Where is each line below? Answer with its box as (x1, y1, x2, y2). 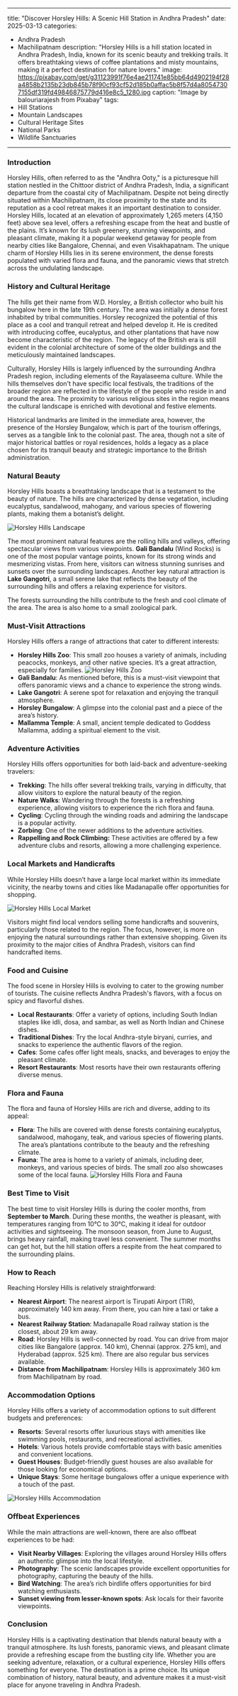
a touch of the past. (17, 1480, 75, 1488)
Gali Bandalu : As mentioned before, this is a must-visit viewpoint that (17, 674, 220, 682)
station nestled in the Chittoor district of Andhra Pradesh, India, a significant (7, 181, 229, 190)
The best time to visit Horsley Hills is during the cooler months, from (7, 1204, 206, 1213)
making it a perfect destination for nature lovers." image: (17, 65, 183, 74)
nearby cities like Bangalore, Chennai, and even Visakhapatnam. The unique (7, 242, 229, 250)
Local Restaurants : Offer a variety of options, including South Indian (17, 1010, 218, 1019)
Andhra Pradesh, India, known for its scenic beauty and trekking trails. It (17, 50, 229, 59)
